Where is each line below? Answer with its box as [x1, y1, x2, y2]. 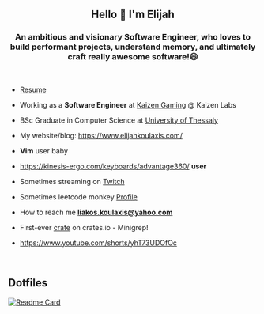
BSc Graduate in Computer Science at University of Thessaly [19, 115, 219, 125]
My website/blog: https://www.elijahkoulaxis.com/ [19, 131, 183, 140]
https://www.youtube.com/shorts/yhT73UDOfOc [19, 238, 178, 248]
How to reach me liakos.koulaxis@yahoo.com [19, 207, 173, 217]
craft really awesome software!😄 [67, 51, 198, 62]
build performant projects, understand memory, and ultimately [9, 41, 256, 52]
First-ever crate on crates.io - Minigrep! [19, 222, 149, 232]
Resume [19, 85, 47, 94]
